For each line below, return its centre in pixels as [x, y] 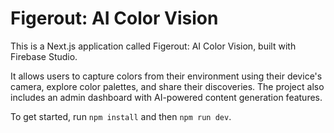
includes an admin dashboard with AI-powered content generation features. [166, 97]
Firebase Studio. [44, 56]
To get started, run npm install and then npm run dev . [121, 116]
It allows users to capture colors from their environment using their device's [166, 76]
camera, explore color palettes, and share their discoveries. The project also [167, 86]
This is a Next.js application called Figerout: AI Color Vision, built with [153, 46]
